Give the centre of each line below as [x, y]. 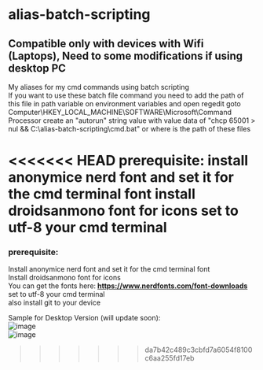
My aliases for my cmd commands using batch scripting [99, 87]
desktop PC [37, 68]
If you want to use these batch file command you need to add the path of [126, 95]
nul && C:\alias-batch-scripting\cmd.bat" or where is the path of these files [130, 129]
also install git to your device [54, 303]
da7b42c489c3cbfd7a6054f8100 [199, 350]
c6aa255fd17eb [170, 358]
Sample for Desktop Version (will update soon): [84, 318]
